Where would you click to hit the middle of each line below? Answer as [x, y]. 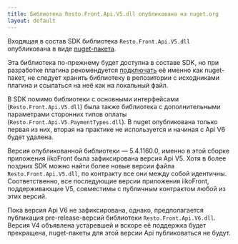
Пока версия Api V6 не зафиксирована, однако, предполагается [105, 210]
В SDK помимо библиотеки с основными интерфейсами [93, 99]
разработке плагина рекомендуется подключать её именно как [105, 70]
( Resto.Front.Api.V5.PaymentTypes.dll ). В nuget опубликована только [113, 121]
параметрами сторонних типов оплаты [67, 114]
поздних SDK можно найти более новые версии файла [91, 166]
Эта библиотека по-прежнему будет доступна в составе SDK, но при [113, 62]
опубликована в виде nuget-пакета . [62, 49]
